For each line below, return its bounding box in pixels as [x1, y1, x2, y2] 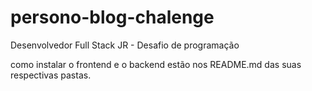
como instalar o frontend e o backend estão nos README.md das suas [10, 58, 302, 70]
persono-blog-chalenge [10, 6, 215, 29]
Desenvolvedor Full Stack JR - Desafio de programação [10, 39, 240, 51]
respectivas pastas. [10, 69, 92, 81]
